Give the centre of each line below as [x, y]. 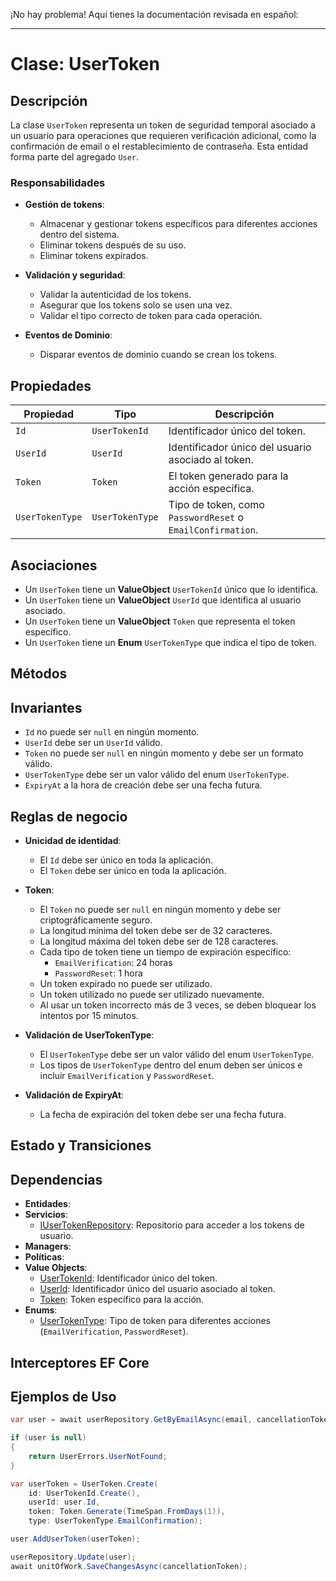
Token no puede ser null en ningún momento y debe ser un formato [164, 753]
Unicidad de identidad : [73, 840]
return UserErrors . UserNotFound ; [98, 1456]
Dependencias [56, 1179]
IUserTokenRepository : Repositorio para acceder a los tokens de [172, 1225]
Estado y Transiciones [81, 1145]
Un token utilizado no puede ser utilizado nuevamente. [152, 994]
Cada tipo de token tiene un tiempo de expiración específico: [165, 951]
